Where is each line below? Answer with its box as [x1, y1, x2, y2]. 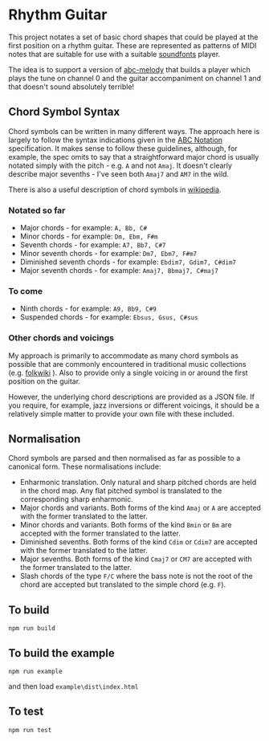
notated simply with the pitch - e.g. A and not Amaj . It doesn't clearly [8, 161, 233, 170]
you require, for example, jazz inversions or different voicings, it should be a [8, 400, 259, 410]
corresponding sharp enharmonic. [19, 495, 134, 504]
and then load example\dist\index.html [8, 682, 139, 691]
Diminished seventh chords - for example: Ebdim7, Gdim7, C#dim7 [19, 257, 237, 267]
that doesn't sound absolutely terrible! [8, 82, 135, 92]
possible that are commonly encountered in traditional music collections [8, 359, 247, 368]
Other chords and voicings [8, 332, 115, 344]
